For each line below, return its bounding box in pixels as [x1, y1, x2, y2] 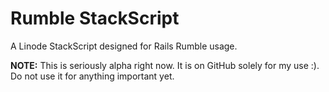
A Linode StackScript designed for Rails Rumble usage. [10, 40, 238, 52]
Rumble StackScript [10, 7, 180, 30]
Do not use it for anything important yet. [10, 70, 175, 82]
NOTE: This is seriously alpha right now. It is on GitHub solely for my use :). [10, 59, 320, 71]
